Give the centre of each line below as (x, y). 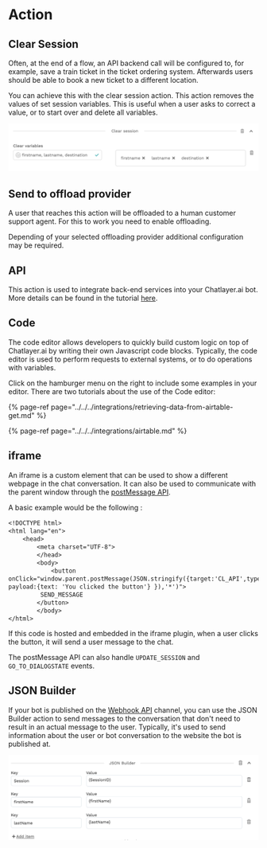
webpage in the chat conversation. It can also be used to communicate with (132, 483)
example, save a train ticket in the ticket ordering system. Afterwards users (131, 72)
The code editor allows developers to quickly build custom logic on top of (128, 342)
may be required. (36, 245)
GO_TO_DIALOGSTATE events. (52, 666)
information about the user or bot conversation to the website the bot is (125, 735)
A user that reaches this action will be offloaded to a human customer (122, 213)
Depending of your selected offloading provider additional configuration (126, 237)
